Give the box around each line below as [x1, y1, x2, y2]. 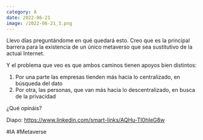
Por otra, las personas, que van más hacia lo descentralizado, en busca [15, 86, 196, 94]
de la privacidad [15, 93, 56, 100]
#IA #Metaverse [6, 128, 47, 136]
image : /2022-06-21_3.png [6, 20, 72, 26]
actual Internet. [6, 50, 45, 57]
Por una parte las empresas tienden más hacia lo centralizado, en [15, 74, 180, 81]
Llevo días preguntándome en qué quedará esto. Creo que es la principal [6, 37, 190, 44]
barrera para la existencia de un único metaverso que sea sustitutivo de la [6, 43, 193, 51]
